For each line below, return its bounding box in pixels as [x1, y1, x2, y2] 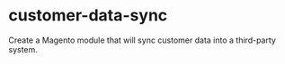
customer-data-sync [8, 5, 168, 26]
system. [8, 44, 38, 54]
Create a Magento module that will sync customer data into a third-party [8, 35, 276, 45]
